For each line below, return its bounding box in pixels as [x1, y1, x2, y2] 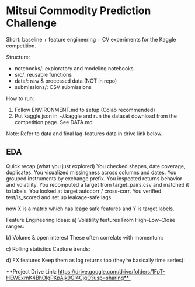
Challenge [6, 16, 57, 30]
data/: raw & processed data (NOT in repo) [14, 77, 117, 84]
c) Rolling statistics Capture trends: [6, 245, 90, 252]
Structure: [6, 53, 30, 60]
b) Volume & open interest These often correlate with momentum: [6, 234, 163, 241]
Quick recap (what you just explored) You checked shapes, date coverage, [6, 162, 186, 169]
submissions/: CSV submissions [14, 83, 92, 90]
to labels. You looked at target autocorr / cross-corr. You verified [6, 187, 162, 194]
